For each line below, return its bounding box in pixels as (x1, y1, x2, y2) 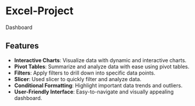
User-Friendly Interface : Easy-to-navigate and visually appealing (14, 88, 174, 95)
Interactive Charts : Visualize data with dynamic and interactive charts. (14, 56, 187, 63)
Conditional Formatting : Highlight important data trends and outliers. (14, 82, 183, 89)
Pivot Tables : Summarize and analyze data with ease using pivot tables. (14, 63, 190, 70)
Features (5, 41, 39, 51)
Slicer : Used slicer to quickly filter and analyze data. (14, 75, 142, 82)
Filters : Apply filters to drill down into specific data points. (14, 69, 156, 76)
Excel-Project (5, 4, 74, 18)
